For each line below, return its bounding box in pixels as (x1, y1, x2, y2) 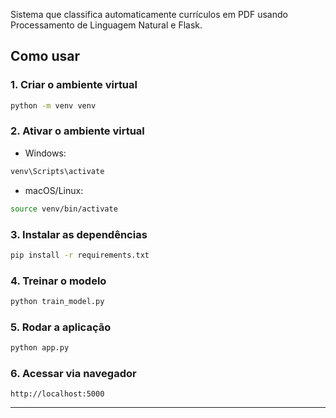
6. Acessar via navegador (10, 367, 137, 381)
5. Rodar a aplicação (10, 320, 112, 334)
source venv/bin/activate (10, 204, 118, 214)
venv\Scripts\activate (10, 166, 105, 176)
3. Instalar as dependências (10, 227, 148, 241)
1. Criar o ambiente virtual (10, 78, 138, 92)
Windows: (24, 147, 67, 159)
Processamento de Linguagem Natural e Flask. (10, 19, 203, 31)
